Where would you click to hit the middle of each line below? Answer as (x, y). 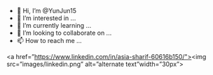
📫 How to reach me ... (49, 41)
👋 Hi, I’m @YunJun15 (47, 11)
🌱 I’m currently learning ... (54, 25)
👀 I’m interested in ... (46, 18)
